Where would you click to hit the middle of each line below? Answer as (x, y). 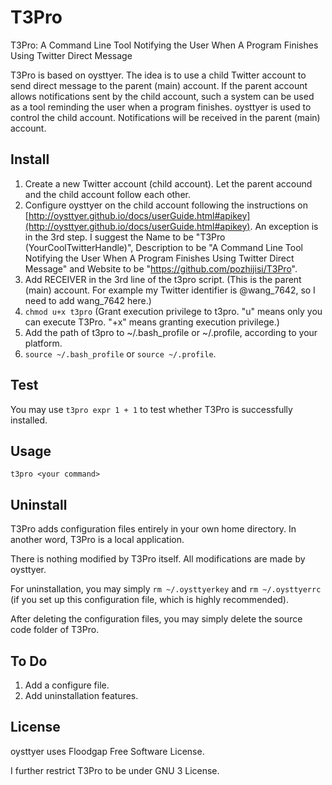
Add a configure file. (67, 685)
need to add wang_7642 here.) (88, 300)
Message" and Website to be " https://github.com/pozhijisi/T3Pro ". (161, 268)
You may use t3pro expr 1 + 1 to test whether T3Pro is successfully (151, 409)
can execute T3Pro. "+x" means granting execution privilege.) (152, 322)
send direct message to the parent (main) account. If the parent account (159, 85)
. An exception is (284, 226)
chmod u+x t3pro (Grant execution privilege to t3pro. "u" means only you (173, 311)
